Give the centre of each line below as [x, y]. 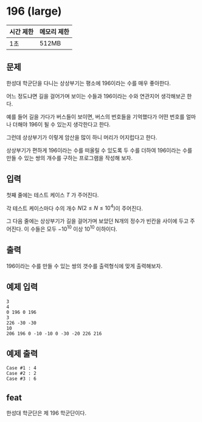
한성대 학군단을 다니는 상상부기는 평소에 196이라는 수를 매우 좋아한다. [89, 83]
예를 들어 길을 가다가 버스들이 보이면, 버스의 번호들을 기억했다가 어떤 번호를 [96, 117]
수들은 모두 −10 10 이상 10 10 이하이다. [74, 228]
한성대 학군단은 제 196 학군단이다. [47, 413]
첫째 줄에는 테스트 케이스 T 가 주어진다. [53, 195]
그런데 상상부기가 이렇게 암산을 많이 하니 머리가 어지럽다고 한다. [82, 137]
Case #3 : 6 [21, 379]
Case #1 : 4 [21, 368]
